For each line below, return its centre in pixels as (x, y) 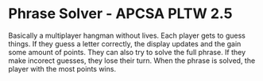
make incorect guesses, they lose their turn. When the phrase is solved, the (132, 61)
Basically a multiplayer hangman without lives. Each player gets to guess (127, 35)
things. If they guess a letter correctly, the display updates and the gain (125, 43)
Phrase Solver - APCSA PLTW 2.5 (120, 14)
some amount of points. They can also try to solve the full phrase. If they (127, 52)
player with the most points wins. (62, 68)
